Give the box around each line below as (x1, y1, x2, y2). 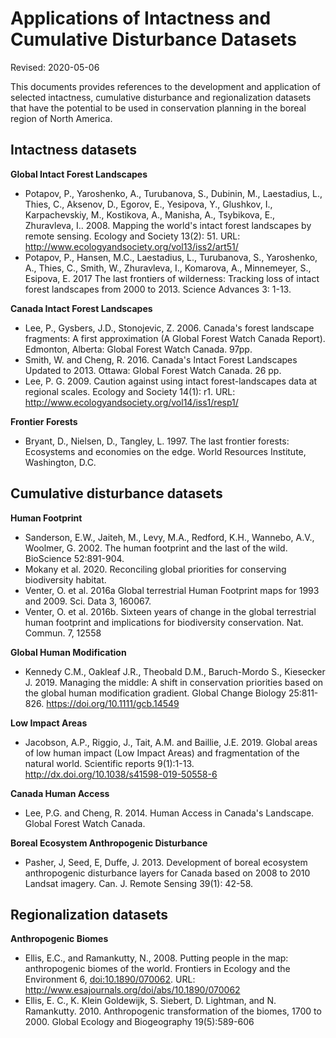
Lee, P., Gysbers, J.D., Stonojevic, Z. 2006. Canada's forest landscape (24, 322, 315, 334)
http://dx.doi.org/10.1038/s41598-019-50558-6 (24, 768, 218, 780)
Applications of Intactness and (10, 7, 272, 30)
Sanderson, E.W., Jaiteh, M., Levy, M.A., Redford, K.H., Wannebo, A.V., (24, 531, 315, 543)
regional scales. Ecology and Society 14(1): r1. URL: (24, 385, 236, 397)
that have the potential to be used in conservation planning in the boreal (10, 102, 307, 114)
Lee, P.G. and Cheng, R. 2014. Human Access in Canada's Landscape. (24, 807, 315, 819)
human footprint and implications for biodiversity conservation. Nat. (24, 616, 304, 628)
